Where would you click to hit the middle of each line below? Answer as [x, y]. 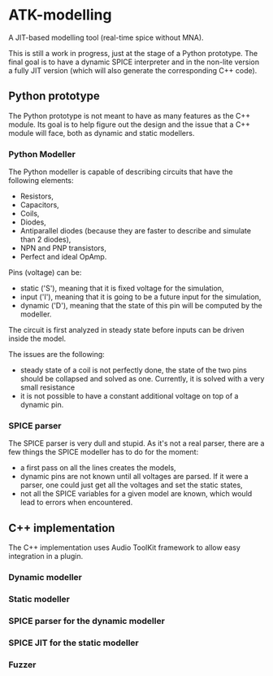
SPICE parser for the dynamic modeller [87, 621]
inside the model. [37, 338]
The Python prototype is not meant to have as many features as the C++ [130, 116]
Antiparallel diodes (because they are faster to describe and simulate [136, 231]
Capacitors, [39, 205]
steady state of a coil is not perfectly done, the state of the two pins [134, 370]
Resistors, [37, 196]
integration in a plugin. [46, 556]
